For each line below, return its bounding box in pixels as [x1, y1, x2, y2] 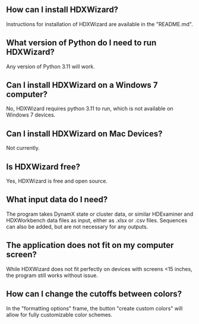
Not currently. [6, 144, 40, 152]
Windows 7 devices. [6, 111, 56, 118]
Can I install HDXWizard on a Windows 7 [6, 80, 158, 90]
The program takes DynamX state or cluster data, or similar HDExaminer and [6, 210, 194, 218]
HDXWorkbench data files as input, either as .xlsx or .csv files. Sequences [6, 216, 188, 224]
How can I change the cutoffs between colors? [6, 289, 182, 299]
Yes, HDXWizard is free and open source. [6, 178, 108, 185]
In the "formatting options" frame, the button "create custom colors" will [6, 304, 183, 312]
